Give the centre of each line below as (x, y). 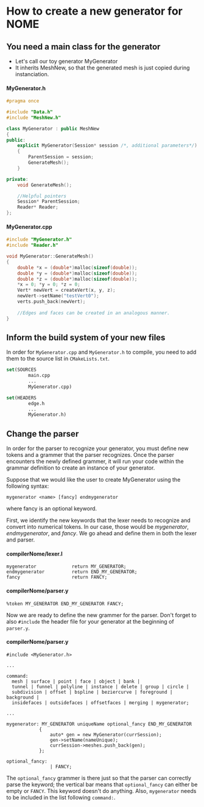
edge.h (37, 403)
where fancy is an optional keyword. (52, 509)
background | (23, 697)
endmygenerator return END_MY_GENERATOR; (72, 572)
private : (17, 179)
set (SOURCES (21, 370)
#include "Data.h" (30, 112)
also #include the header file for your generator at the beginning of (90, 621)
